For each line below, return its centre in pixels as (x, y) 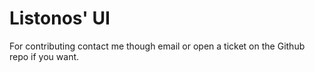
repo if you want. (44, 56)
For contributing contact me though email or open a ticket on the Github (157, 46)
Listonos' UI (60, 18)
